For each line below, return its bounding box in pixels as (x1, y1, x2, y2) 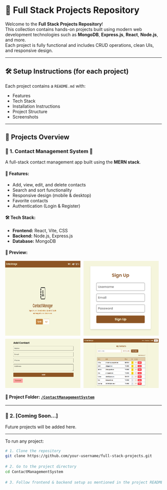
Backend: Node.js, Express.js (12, 233, 73, 239)
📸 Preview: (5, 249, 28, 256)
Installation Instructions (12, 103, 61, 109)
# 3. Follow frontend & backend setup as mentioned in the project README (5, 480, 164, 485)
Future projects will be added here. (5, 424, 77, 430)
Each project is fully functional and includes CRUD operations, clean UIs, (5, 42, 154, 48)
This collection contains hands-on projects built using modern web (5, 26, 143, 32)
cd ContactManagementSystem (5, 470, 64, 475)
